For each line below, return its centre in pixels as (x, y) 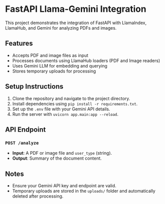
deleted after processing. (38, 196)
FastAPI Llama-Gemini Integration (76, 9)
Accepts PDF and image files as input (50, 55)
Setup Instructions (34, 86)
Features (19, 44)
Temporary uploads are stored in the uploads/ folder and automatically (84, 191)
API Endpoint (25, 129)
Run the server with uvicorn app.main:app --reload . (65, 114)
